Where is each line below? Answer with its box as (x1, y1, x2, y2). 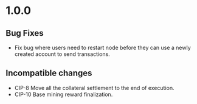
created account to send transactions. (14, 50, 110, 58)
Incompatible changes (5, 68, 92, 78)
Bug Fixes (5, 28, 44, 38)
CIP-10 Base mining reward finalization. (14, 91, 113, 98)
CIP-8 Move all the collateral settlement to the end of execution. (14, 84, 175, 91)
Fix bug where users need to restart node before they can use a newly (14, 44, 191, 51)
